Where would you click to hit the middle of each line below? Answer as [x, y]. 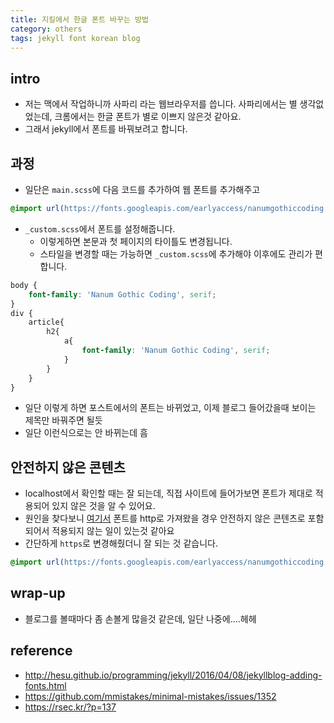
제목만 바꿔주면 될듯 [63, 420]
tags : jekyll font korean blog [75, 38]
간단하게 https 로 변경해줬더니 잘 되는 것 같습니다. [121, 543]
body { [24, 285]
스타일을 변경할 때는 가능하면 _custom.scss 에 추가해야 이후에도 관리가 [176, 253]
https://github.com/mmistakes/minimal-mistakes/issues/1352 [150, 696]
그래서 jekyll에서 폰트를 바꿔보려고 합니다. [106, 129]
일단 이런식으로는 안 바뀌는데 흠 [86, 433]
